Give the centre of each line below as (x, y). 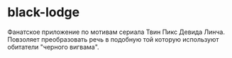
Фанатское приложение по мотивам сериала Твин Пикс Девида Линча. (116, 32)
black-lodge (44, 12)
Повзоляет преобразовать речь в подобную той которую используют (113, 39)
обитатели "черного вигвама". (53, 47)
